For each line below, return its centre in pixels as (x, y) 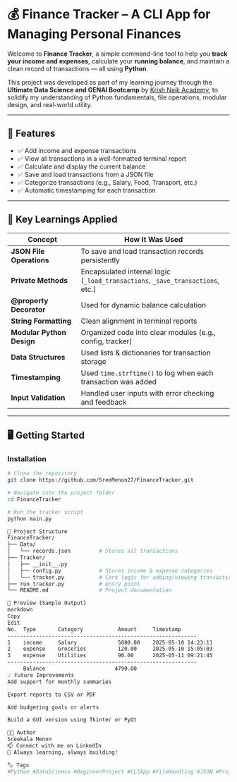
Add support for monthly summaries (60, 682)
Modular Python (39, 332)
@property (30, 300)
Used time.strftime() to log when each (147, 373)
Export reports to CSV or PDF (52, 695)
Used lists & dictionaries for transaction (146, 353)
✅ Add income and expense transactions (77, 150)
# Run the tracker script (45, 512)
